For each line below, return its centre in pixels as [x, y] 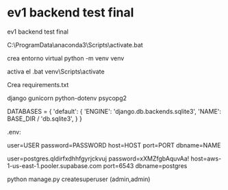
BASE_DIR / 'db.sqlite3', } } [45, 119]
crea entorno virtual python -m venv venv [66, 58]
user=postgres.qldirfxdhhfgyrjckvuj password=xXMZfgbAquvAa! [98, 158]
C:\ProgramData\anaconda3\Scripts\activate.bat [75, 45]
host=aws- [206, 158]
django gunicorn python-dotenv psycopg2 [67, 98]
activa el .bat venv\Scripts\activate [56, 71]
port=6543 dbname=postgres [145, 165]
